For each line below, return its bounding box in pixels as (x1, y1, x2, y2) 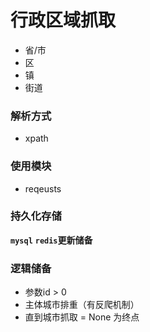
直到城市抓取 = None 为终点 (24, 311, 140, 323)
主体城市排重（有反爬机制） (24, 299, 140, 311)
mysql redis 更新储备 (10, 234, 93, 246)
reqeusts (24, 182, 62, 195)
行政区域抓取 (10, 9, 117, 32)
